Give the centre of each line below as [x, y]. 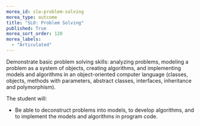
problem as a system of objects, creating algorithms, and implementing [94, 68]
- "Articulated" [32, 45]
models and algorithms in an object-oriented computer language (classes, [97, 74]
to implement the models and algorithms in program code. [86, 116]
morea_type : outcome [32, 17]
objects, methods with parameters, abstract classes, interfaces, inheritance [99, 80]
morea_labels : [24, 39]
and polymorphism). [31, 87]
